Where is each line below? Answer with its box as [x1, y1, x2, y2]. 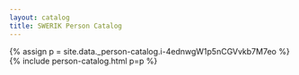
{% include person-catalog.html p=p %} [9, 55, 158, 66]
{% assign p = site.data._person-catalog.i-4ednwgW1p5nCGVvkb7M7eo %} [9, 46, 290, 56]
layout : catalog [9, 12, 70, 22]
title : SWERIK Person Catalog [9, 21, 123, 30]
